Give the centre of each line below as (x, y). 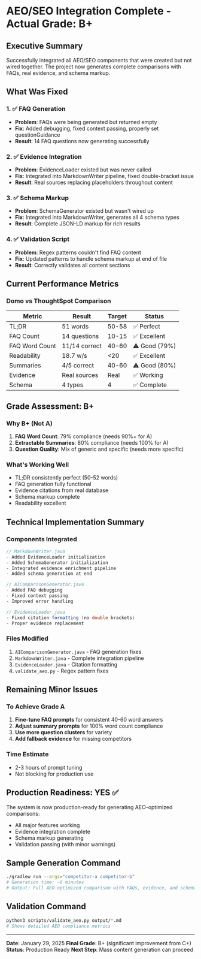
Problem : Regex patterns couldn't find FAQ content (78, 252)
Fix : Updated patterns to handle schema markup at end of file (91, 258)
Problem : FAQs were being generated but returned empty (86, 122)
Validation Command (46, 907)
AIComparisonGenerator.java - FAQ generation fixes (78, 652)
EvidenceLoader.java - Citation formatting (66, 664)
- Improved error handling (40, 601)
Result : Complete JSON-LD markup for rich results (77, 224)
